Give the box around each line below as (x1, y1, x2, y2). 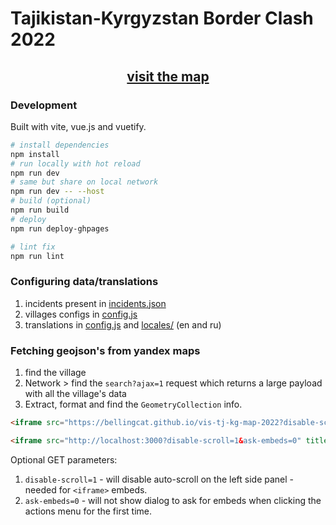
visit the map (126, 68, 210, 85)
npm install (10, 149, 60, 159)
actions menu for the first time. (24, 505, 153, 517)
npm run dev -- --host (10, 187, 105, 197)
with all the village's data (24, 387, 127, 399)
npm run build (10, 205, 70, 215)
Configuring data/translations (10, 275, 159, 289)
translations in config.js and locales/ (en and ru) (24, 318, 222, 331)
